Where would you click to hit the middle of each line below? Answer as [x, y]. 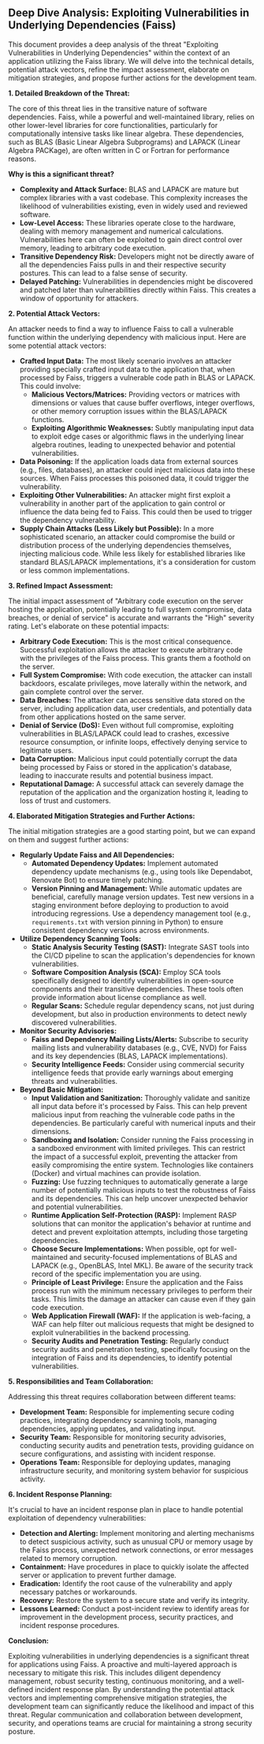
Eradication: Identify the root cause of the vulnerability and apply [126, 1583]
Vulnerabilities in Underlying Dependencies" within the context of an [119, 52]
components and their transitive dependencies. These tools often [137, 988]
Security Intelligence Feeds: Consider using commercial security [138, 1064]
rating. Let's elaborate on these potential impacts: [89, 626]
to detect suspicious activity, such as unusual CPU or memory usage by [136, 1541]
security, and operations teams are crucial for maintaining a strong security [130, 1723]
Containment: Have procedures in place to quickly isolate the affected [134, 1567]
